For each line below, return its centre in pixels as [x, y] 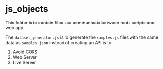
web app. [15, 27]
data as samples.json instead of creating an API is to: [59, 42]
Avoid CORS [25, 52]
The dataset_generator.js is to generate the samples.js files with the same [82, 37]
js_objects [27, 9]
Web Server [25, 57]
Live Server [24, 62]
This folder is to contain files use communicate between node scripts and [80, 23]
